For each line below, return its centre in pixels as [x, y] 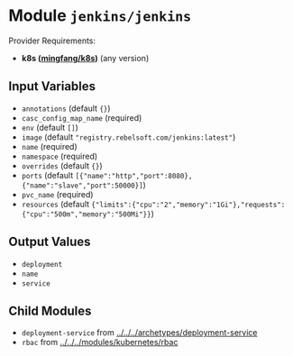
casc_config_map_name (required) [82, 117]
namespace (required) [60, 156]
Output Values [50, 242]
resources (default [55, 204]
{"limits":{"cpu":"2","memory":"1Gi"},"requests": [188, 205]
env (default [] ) [50, 127]
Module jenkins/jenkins [100, 16]
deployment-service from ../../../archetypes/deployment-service [139, 333]
